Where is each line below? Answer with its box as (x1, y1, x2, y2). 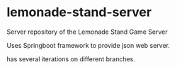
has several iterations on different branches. (6, 54, 136, 63)
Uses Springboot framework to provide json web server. (6, 41, 171, 49)
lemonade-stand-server (6, 4, 152, 20)
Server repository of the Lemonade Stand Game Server (6, 27, 168, 36)
